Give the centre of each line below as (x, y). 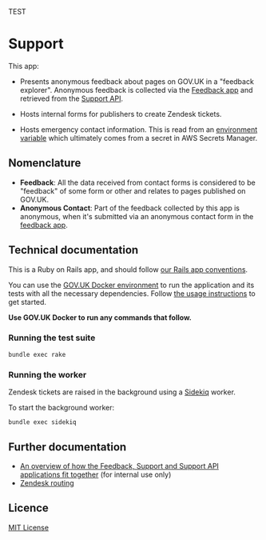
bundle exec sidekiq (43, 422)
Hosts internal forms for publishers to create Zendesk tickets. (121, 114)
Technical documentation (73, 250)
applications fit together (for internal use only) (95, 474)
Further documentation (67, 447)
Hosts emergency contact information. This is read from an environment (139, 129)
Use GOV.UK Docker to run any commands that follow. (100, 317)
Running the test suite (52, 338)
